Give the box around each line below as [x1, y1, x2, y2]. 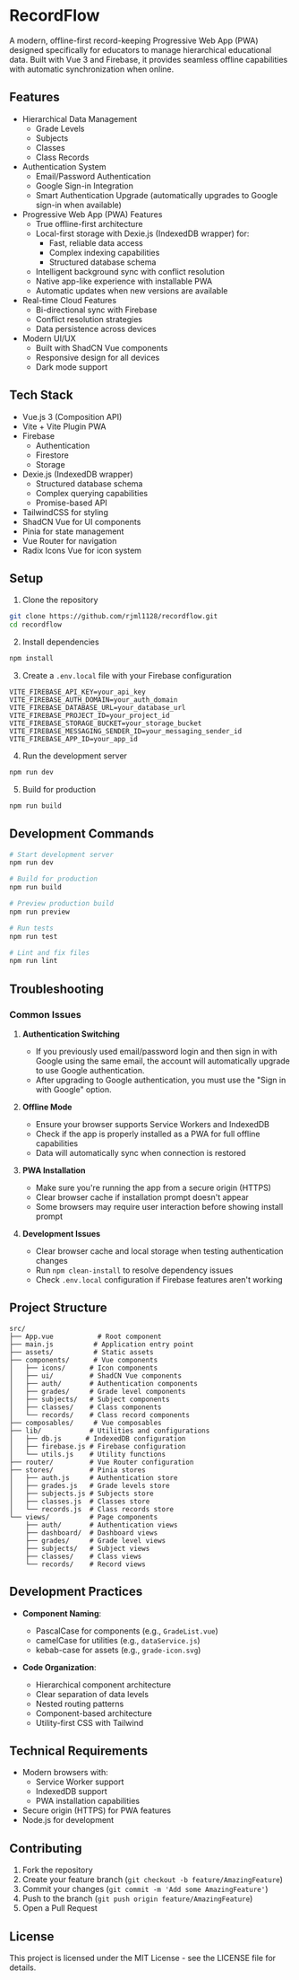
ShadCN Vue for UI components [21, 516, 141, 527]
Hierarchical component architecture [35, 1679, 172, 1690]
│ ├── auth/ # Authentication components [9, 1379, 199, 1388]
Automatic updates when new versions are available [35, 285, 228, 296]
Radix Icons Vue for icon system [21, 545, 141, 556]
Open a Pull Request [21, 1903, 98, 1914]
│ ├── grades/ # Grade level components [9, 1387, 186, 1396]
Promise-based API [35, 497, 107, 508]
